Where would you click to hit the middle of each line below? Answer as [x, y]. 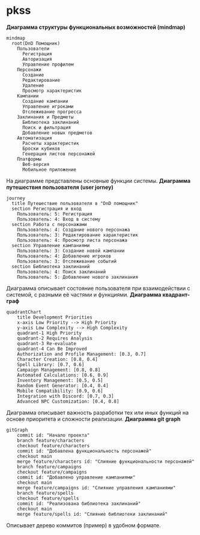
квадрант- [176, 295]
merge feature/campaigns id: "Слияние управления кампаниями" [96, 488]
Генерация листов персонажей [59, 154]
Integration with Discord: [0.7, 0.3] [65, 396]
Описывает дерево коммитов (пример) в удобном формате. [83, 525]
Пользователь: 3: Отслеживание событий [67, 261]
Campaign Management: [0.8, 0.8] [59, 370]
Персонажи [29, 70]
